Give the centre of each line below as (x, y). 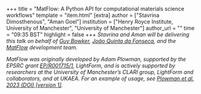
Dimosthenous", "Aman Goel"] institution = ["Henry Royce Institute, (90, 22)
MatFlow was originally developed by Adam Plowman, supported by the (96, 59)
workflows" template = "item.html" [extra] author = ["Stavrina (83, 15)
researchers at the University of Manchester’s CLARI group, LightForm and (100, 72)
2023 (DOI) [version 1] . (35, 85)
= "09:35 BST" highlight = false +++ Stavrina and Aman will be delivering (98, 35)
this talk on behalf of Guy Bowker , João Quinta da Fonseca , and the (91, 41)
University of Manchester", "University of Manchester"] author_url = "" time (100, 28)
